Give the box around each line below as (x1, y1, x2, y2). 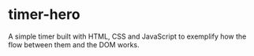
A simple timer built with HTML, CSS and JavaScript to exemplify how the (8, 32, 247, 41)
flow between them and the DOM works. (8, 39, 140, 49)
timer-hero (8, 6, 80, 24)
